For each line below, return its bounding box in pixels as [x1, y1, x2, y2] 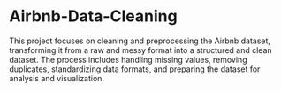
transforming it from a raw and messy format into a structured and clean [9, 44, 272, 55]
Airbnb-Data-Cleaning [9, 6, 178, 27]
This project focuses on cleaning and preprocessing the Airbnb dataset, [9, 35, 271, 46]
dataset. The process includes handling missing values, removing [9, 54, 247, 65]
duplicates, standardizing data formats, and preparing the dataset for [9, 64, 261, 74]
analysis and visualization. [9, 73, 104, 83]
